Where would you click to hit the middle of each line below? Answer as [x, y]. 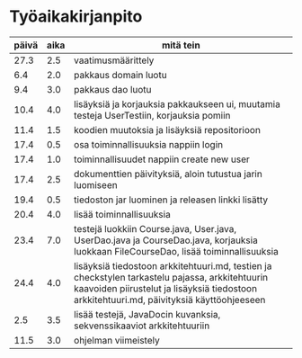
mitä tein [181, 45]
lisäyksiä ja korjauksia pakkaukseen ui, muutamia [177, 103]
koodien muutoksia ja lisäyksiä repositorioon [167, 130]
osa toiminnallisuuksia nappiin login [148, 144]
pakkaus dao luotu [112, 89]
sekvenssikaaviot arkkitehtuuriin [142, 326]
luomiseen [96, 184]
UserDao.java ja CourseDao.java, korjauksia [165, 240]
